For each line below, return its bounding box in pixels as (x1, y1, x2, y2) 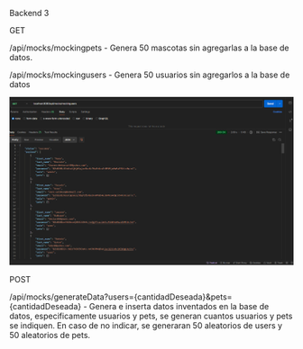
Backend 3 (9, 8, 50, 18)
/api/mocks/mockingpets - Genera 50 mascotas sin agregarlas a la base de (9, 42, 290, 53)
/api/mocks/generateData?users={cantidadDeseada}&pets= (9, 291, 233, 302)
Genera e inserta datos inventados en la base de (88, 301, 270, 312)
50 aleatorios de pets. (9, 330, 91, 341)
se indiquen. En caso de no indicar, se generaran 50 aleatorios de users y (9, 320, 282, 331)
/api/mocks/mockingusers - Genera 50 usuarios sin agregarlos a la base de (9, 69, 290, 80)
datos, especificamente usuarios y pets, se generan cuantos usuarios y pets (9, 310, 293, 322)
